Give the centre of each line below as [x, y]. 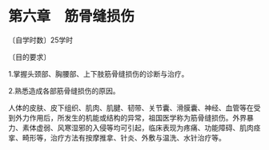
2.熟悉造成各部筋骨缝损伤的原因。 [64, 91]
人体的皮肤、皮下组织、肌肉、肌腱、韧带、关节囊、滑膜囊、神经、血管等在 [131, 108]
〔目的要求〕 [29, 57]
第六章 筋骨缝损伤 [72, 16]
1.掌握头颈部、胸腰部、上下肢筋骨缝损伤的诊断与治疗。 [98, 73]
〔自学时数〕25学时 [41, 40]
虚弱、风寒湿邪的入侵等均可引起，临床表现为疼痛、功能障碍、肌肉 [145, 128]
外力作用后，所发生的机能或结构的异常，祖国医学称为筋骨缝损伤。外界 [130, 117]
